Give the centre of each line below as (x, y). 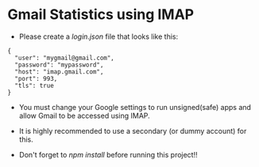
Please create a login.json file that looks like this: (99, 36)
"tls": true (35, 85)
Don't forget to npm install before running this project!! (108, 154)
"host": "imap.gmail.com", (59, 72)
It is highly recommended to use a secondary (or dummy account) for (133, 131)
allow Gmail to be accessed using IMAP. (84, 116)
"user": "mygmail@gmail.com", (64, 58)
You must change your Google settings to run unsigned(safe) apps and (135, 107)
